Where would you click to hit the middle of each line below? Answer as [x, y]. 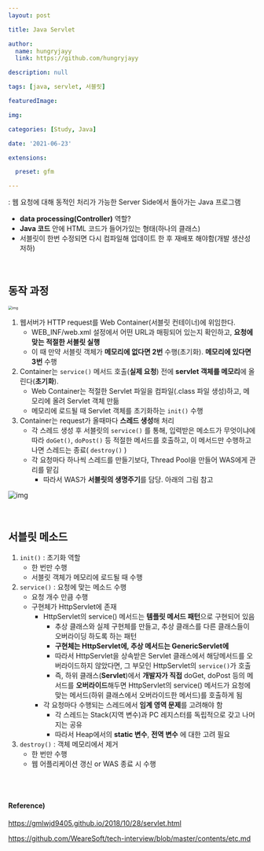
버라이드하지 [74, 666]
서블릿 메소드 [38, 537]
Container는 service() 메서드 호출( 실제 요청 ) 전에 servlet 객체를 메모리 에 [133, 371]
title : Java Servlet [42, 29]
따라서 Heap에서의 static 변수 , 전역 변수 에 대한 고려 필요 [142, 734]
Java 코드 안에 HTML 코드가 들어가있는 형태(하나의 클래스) [110, 229]
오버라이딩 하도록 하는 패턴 [96, 636]
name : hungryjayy [44, 51]
